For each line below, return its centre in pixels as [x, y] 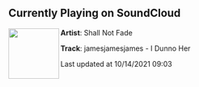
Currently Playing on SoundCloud [95, 13]
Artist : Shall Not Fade [97, 32]
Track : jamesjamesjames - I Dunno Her [125, 48]
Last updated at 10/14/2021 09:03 [116, 64]
